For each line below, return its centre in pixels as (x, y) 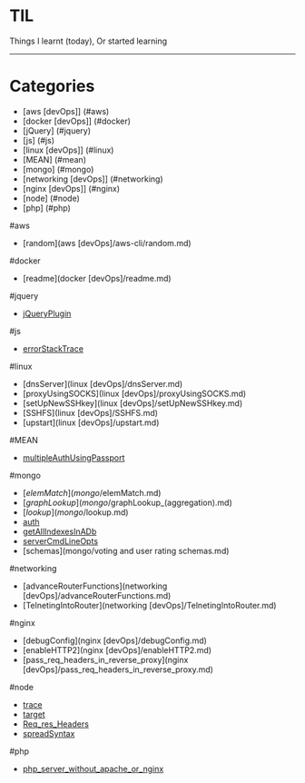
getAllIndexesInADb (59, 531)
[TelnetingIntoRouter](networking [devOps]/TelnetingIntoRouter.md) (149, 605)
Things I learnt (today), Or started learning (89, 41)
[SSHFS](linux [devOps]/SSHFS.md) (90, 412)
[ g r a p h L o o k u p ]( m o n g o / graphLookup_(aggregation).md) (128, 502)
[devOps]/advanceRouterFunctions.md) (97, 595)
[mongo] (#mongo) (58, 169)
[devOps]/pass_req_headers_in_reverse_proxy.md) (118, 669)
